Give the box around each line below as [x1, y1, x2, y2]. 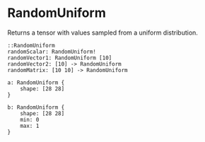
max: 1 [20, 122, 40, 129]
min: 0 [20, 116, 40, 123]
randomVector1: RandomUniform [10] [7, 54, 112, 61]
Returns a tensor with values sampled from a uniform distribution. [7, 28, 198, 37]
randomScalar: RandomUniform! [7, 48, 97, 55]
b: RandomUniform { [7, 104, 65, 111]
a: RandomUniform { [7, 79, 65, 86]
